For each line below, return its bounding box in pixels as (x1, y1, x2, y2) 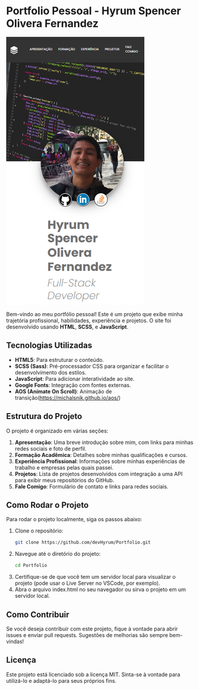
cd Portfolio (14, 563, 48, 569)
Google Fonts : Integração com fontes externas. (14, 382, 131, 389)
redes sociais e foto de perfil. (14, 445, 87, 452)
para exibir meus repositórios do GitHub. (14, 477, 115, 484)
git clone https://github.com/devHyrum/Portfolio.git (14, 540, 151, 546)
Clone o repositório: (14, 527, 64, 534)
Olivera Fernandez (6, 17, 99, 30)
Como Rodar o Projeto (6, 500, 89, 510)
